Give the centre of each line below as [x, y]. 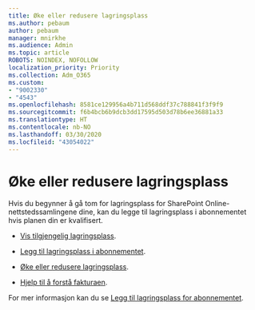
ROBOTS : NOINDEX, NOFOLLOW [53, 61]
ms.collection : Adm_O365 [50, 75]
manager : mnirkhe [37, 38]
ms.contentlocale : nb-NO [50, 127]
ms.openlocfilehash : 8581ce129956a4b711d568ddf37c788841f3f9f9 [116, 105]
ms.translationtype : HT [48, 120]
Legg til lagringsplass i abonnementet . [83, 252]
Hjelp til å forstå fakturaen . [64, 282]
